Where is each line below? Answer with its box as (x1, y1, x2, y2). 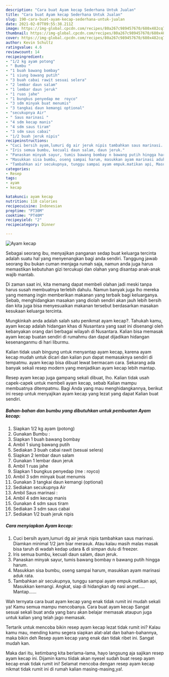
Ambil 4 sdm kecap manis (13, 495, 67, 501)
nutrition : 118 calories (6, 199, 58, 204)
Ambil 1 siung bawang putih (13, 441, 70, 448)
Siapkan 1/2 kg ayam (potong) (13, 426, 75, 432)
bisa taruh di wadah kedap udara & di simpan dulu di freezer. (13, 546, 138, 552)
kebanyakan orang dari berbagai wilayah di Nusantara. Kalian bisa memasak (6, 328, 163, 334)
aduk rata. (13, 572, 34, 578)
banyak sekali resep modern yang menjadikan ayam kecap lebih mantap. (6, 365, 156, 371)
